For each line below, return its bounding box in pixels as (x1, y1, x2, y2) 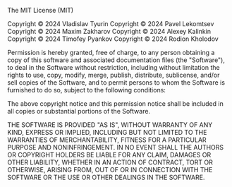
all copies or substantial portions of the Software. (7, 107, 150, 115)
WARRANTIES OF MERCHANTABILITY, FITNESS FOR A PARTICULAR (7, 135, 207, 144)
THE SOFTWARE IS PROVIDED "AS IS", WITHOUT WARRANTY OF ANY (7, 121, 213, 129)
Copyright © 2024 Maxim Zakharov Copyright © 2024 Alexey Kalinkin (7, 28, 212, 35)
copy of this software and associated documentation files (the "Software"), (7, 56, 226, 64)
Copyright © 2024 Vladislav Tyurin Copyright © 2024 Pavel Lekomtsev (7, 20, 214, 28)
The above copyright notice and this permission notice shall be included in (7, 99, 224, 108)
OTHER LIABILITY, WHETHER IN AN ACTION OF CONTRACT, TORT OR (7, 158, 213, 167)
